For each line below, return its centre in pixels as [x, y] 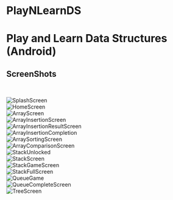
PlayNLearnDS [44, 11]
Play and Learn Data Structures [87, 39]
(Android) [31, 52]
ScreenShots [31, 74]
